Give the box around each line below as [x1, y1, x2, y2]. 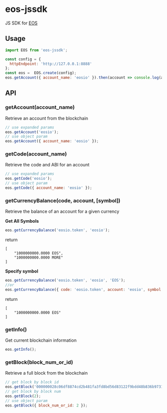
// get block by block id [5, 380, 59, 385]
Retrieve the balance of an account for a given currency [5, 208, 119, 215]
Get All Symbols [5, 218, 39, 224]
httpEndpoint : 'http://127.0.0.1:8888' [9, 61, 92, 66]
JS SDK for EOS [5, 20, 38, 26]
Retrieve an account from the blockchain [5, 115, 88, 121]
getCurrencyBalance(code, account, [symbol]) [5, 197, 121, 204]
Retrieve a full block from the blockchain [5, 370, 88, 376]
